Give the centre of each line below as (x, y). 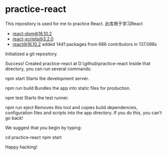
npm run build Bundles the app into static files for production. (68, 88)
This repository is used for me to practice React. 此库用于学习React (74, 23)
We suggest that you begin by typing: (43, 128)
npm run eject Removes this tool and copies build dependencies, (71, 107)
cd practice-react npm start (34, 137)
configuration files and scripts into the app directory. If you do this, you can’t (83, 113)
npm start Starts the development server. (47, 78)
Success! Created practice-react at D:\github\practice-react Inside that (78, 63)
